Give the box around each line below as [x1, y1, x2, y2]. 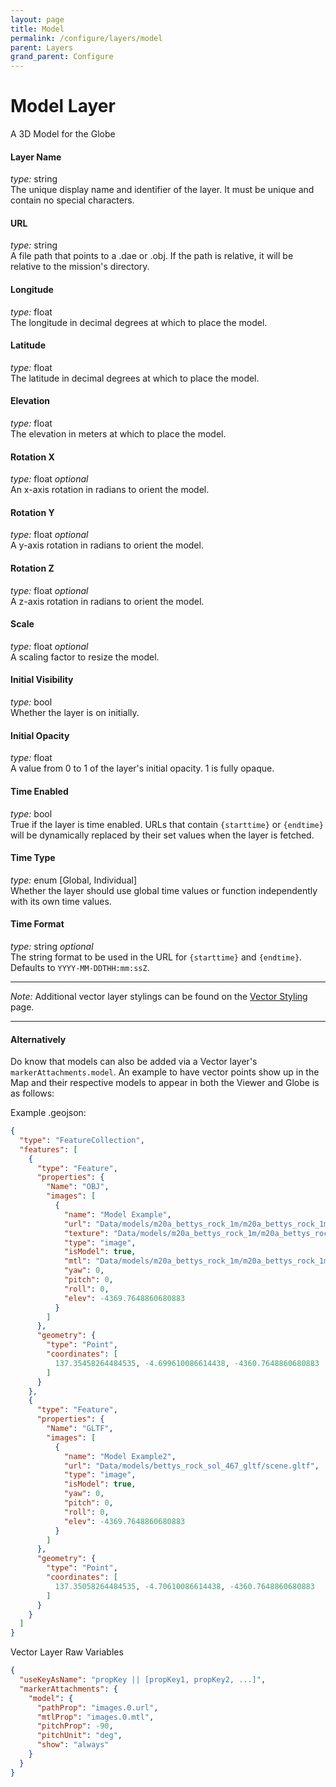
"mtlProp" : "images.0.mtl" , [36, 1712, 155, 1722]
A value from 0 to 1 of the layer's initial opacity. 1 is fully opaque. [10, 762, 275, 775]
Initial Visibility [10, 674, 74, 686]
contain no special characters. [10, 194, 135, 206]
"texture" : [63, 1228, 110, 1238]
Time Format [10, 918, 65, 930]
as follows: [10, 1087, 55, 1100]
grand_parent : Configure [10, 52, 114, 62]
